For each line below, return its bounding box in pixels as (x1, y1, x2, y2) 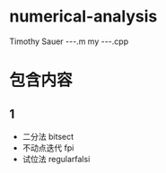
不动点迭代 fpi (22, 142, 74, 153)
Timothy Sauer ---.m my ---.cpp (9, 36, 128, 47)
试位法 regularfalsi (22, 153, 91, 164)
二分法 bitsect (22, 131, 74, 142)
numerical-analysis (9, 6, 158, 27)
